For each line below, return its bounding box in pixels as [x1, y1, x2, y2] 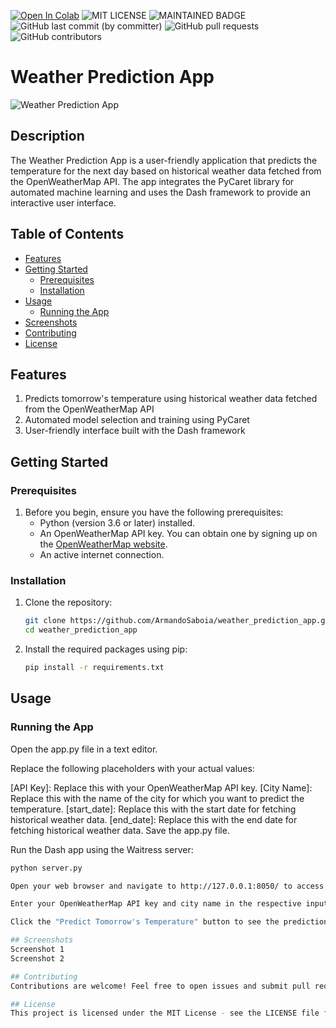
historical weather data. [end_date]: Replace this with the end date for [10, 813, 298, 825]
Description [10, 128, 85, 145]
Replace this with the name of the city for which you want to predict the [10, 792, 305, 804]
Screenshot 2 [10, 953, 65, 964]
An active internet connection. [39, 549, 165, 561]
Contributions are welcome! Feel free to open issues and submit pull [10, 981, 311, 991]
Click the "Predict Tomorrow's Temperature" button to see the [10, 917, 280, 927]
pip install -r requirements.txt [24, 663, 165, 673]
